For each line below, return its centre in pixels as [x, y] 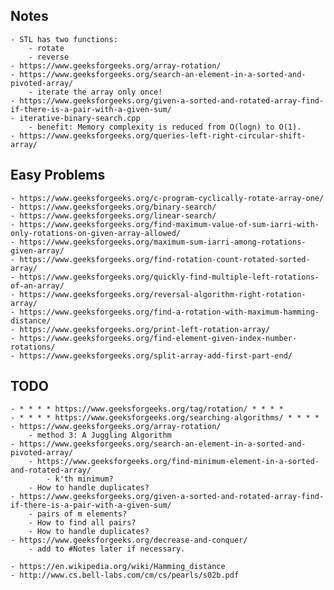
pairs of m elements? [82, 514]
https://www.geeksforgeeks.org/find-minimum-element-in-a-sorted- [178, 462]
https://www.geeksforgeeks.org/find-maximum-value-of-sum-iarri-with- [169, 224]
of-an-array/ [37, 285]
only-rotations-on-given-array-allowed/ [96, 233]
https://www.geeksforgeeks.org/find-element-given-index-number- [158, 338]
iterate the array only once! [99, 92]
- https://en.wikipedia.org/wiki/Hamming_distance [118, 567]
